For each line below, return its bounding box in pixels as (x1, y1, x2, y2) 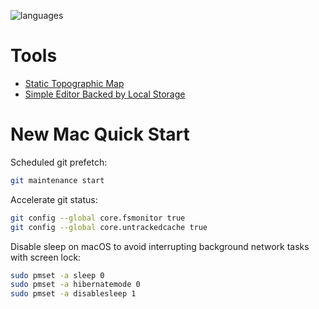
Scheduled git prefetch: (10, 156, 108, 168)
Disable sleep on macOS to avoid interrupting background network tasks (10, 240, 310, 252)
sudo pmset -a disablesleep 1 (10, 289, 137, 299)
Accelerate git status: (10, 193, 98, 205)
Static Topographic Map (24, 77, 125, 89)
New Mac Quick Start (10, 123, 190, 146)
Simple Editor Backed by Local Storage (24, 88, 186, 100)
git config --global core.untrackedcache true (10, 222, 208, 232)
